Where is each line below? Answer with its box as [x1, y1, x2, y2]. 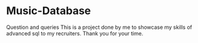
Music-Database [6, 4, 92, 18]
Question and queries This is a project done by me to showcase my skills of [6, 24, 193, 31]
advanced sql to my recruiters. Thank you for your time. [6, 29, 144, 37]
